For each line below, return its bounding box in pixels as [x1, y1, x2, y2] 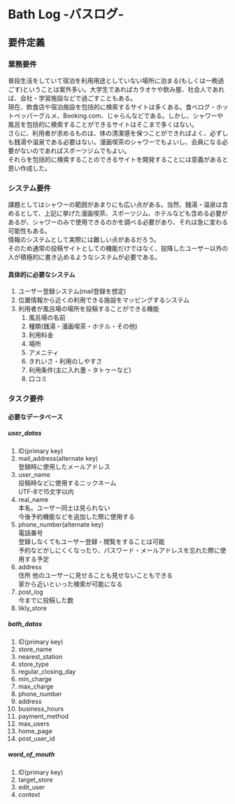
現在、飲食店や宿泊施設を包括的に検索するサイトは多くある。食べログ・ [8, 102, 216, 111]
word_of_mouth [8, 750, 55, 758]
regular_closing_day [17, 667, 76, 676]
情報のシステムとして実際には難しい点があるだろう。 [8, 235, 160, 244]
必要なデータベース [8, 413, 64, 421]
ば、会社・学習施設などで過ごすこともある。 [8, 94, 137, 102]
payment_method [17, 712, 69, 720]
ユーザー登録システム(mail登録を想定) [17, 287, 127, 296]
